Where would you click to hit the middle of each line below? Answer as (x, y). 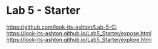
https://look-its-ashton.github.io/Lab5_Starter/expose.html (79, 33)
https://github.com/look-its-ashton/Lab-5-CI (61, 27)
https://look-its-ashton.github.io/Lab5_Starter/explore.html (79, 39)
